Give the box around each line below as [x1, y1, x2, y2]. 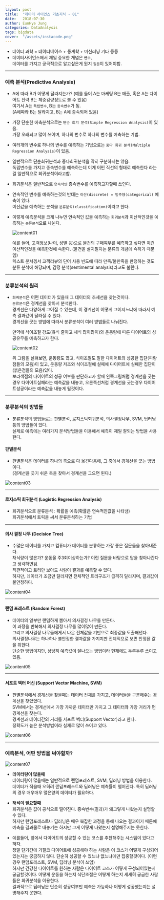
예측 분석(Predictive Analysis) [5, 79, 76, 86]
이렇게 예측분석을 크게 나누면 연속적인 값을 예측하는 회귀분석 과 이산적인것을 [12, 214, 154, 220]
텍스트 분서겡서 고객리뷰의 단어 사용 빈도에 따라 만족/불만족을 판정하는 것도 [12, 258, 155, 264]
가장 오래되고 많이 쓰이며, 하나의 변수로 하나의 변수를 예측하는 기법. [12, 131, 140, 137]
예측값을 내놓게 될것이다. [37, 386, 84, 391]
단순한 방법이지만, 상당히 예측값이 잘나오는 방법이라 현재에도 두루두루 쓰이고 [12, 648, 157, 654]
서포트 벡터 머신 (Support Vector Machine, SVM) [5, 680, 102, 686]
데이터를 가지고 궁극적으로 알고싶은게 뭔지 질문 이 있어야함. [12, 61, 122, 66]
